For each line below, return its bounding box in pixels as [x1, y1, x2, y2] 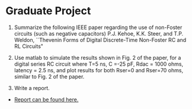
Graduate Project [5, 4, 91, 18]
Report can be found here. [14, 96, 79, 103]
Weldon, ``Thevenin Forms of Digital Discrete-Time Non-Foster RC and [14, 36, 187, 43]
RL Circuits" [14, 43, 44, 50]
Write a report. [14, 84, 50, 91]
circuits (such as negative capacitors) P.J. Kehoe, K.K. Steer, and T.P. [14, 30, 184, 37]
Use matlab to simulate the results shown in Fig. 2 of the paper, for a [14, 54, 181, 61]
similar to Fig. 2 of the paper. [14, 73, 85, 80]
